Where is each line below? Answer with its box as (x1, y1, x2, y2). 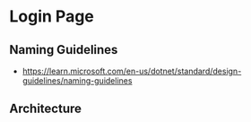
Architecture (9, 101, 82, 117)
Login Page (9, 6, 94, 27)
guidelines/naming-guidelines (22, 75, 133, 86)
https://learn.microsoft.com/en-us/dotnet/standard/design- (22, 65, 242, 76)
